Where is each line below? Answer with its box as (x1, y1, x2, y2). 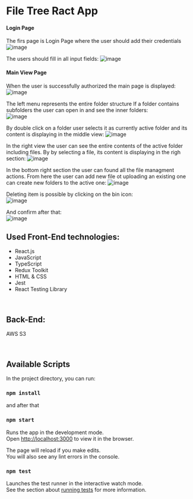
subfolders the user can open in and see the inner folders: (6, 106, 148, 114)
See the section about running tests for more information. (6, 486, 147, 493)
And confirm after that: (6, 208, 62, 216)
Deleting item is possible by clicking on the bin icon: (6, 191, 134, 198)
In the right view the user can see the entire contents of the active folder (6, 142, 183, 149)
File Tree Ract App (6, 4, 98, 18)
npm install (6, 389, 41, 397)
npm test (6, 467, 31, 475)
